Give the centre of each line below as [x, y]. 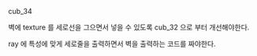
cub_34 [20, 11]
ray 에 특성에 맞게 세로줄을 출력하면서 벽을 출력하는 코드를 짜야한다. [112, 44]
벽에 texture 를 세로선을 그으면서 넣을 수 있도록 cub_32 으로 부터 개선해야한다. [129, 27]
